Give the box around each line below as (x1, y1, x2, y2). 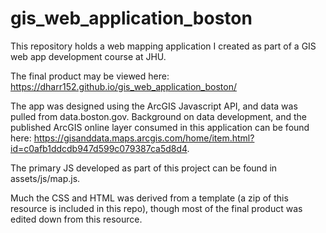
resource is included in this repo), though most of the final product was (10, 202, 303, 214)
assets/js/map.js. (10, 172, 81, 184)
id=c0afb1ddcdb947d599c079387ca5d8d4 (10, 142, 188, 154)
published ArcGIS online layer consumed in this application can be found (10, 121, 310, 133)
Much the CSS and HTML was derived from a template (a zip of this (10, 192, 289, 204)
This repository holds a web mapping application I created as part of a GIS (10, 40, 317, 52)
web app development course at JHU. (10, 50, 167, 62)
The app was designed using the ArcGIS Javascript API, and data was (10, 100, 298, 112)
